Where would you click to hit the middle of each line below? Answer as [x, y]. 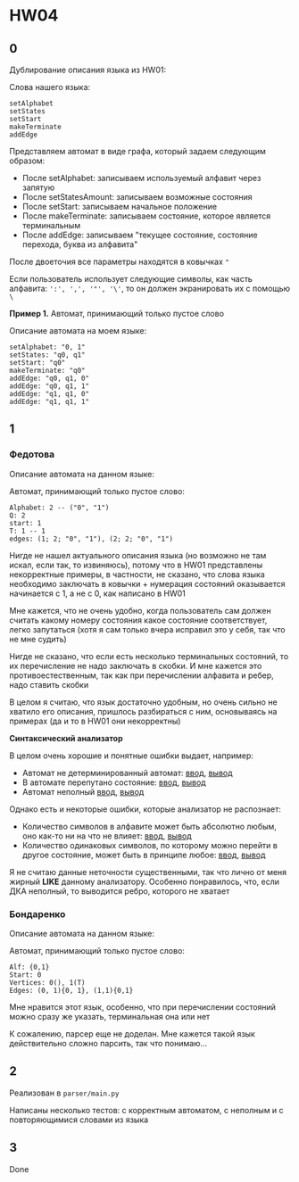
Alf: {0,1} [29, 967]
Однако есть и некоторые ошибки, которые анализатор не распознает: [145, 809]
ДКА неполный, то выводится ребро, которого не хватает [120, 891]
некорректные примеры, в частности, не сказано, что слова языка [137, 574]
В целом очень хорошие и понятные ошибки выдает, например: [132, 756]
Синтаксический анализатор [66, 738]
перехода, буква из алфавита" [80, 244]
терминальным [51, 225]
